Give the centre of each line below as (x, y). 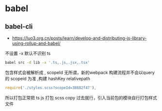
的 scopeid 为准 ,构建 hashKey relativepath (48, 78)
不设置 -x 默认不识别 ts (28, 53)
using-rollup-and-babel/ (36, 43)
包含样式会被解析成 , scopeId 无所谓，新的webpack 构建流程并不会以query (80, 72)
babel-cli (19, 27)
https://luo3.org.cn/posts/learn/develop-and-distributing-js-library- (79, 38)
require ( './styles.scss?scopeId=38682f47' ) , (51, 88)
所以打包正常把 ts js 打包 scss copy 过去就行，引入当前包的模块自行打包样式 (81, 97)
